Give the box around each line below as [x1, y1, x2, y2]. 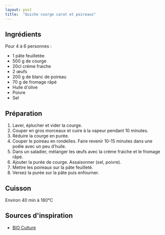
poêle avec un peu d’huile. [12, 143, 66, 149]
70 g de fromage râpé [12, 79, 57, 85]
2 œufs [12, 69, 27, 75]
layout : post [5, 7, 32, 12]
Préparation [5, 109, 42, 118]
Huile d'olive [12, 85, 38, 91]
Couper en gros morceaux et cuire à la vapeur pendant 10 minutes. [12, 128, 149, 134]
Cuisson [5, 184, 31, 192]
